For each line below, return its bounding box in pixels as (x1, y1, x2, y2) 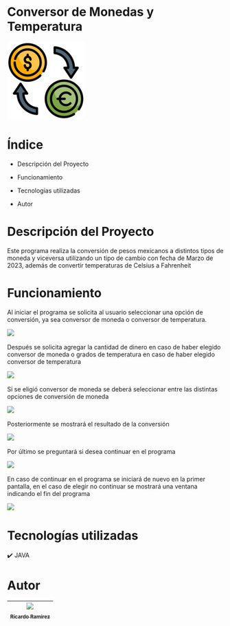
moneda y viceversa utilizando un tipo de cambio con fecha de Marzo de (7, 254, 214, 262)
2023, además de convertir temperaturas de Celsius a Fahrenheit (7, 261, 192, 269)
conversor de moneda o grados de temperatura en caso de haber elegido (7, 350, 215, 358)
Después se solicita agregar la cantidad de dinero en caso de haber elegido (7, 343, 221, 351)
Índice (7, 137, 43, 153)
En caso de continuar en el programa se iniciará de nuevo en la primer (7, 475, 206, 483)
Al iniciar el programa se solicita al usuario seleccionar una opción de (7, 307, 204, 316)
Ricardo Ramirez (10, 613, 50, 620)
